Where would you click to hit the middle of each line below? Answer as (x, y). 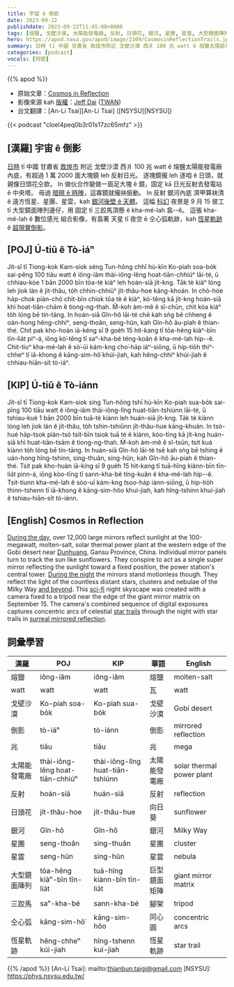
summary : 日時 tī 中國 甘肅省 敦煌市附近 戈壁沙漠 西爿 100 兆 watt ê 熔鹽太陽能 (116, 46)
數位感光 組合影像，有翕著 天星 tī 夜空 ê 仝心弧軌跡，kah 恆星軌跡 (128, 219)
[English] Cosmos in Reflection (76, 520)
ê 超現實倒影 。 (29, 227)
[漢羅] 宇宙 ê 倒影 (44, 148)
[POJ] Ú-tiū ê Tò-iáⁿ (51, 249)
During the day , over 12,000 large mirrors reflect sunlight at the (97, 537)
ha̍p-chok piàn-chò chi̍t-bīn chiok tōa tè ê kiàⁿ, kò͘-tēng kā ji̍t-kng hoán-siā (114, 299)
